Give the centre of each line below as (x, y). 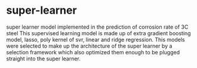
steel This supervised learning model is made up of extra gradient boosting (98, 33)
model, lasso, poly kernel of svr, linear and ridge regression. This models (96, 39)
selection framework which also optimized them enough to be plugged (93, 52)
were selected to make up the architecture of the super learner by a (89, 46)
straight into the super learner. (43, 58)
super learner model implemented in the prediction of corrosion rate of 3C (97, 27)
